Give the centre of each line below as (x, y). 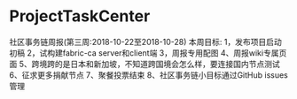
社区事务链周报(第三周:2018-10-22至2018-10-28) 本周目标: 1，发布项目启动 (145, 42)
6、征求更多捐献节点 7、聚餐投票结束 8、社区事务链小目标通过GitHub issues (148, 75)
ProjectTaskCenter (80, 16)
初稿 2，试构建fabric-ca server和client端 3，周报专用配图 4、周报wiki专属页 (148, 53)
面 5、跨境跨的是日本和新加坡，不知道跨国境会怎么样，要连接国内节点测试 (145, 64)
